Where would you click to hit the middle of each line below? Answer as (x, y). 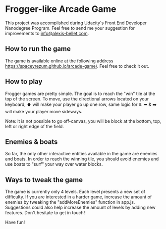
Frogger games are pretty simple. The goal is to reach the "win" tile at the (80, 93)
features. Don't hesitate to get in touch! (45, 213)
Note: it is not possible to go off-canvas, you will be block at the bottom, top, (83, 121)
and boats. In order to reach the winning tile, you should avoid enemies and (82, 159)
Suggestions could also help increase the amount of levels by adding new (80, 207)
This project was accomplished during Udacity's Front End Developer (76, 23)
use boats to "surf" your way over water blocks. (54, 164)
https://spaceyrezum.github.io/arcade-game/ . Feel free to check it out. (77, 66)
